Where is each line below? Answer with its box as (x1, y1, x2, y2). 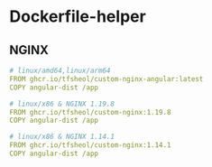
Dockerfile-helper (9, 6, 146, 27)
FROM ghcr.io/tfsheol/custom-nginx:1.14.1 (9, 141, 171, 150)
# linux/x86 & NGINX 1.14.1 (9, 133, 115, 142)
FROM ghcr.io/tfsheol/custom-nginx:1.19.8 (9, 107, 171, 116)
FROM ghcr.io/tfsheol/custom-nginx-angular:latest (9, 74, 204, 83)
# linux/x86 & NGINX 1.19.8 (9, 99, 115, 108)
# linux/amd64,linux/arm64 (9, 66, 111, 75)
